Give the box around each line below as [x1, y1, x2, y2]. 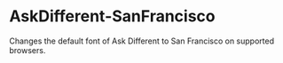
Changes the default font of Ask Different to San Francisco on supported [9, 35, 275, 46]
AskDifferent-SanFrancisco [9, 6, 216, 27]
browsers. [9, 44, 46, 55]
